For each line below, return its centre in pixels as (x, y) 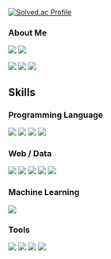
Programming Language (55, 115)
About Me (28, 32)
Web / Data (30, 153)
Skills (22, 92)
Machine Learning (44, 192)
